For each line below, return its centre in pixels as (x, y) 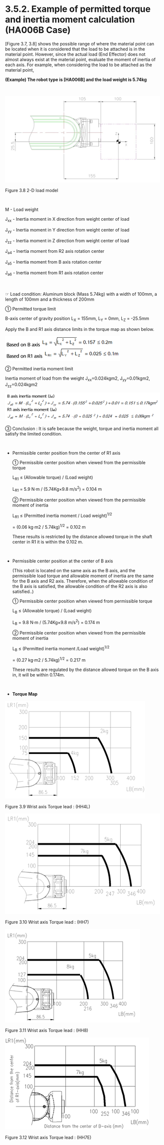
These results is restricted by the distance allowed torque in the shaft (82, 536)
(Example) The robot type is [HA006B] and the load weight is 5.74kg (76, 79)
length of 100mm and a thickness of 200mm (50, 299)
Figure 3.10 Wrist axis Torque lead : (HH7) (47, 922)
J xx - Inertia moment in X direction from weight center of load (67, 219)
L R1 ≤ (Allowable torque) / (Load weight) (53, 478)
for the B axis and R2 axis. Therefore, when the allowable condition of (82, 581)
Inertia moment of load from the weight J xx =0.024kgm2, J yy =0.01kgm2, (78, 379)
